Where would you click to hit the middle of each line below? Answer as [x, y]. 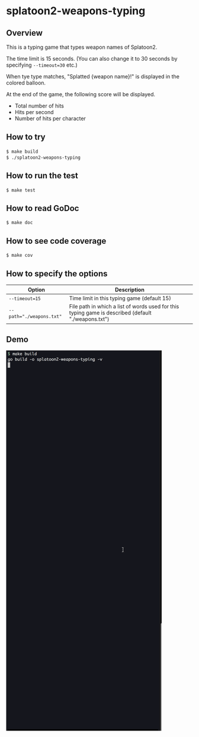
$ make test [21, 190]
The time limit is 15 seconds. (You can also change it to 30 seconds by [92, 59]
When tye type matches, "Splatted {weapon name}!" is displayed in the [93, 76]
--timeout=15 [25, 298]
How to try [26, 137]
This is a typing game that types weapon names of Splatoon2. [82, 47]
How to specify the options [57, 274]
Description [130, 289]
